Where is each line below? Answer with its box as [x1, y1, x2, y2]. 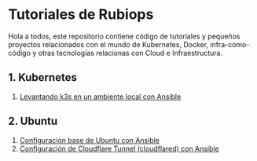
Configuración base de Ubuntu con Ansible [19, 135, 160, 145]
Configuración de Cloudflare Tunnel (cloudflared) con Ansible [19, 144, 219, 153]
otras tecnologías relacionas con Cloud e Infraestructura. [38, 48, 222, 57]
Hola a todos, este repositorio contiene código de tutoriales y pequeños [8, 31, 240, 41]
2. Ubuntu [8, 115, 58, 128]
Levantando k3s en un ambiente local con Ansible [19, 92, 182, 101]
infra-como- [210, 39, 250, 49]
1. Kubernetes [8, 71, 77, 84]
